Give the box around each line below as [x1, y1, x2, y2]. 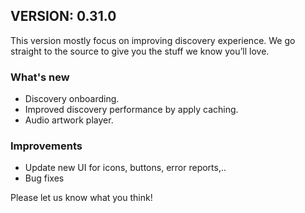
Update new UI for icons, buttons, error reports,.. [24, 162, 227, 174]
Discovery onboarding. [24, 93, 120, 105]
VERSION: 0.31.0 [10, 8, 117, 25]
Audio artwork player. [24, 114, 114, 126]
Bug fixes [24, 172, 65, 184]
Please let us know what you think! [10, 192, 153, 204]
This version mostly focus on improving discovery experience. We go [10, 34, 296, 46]
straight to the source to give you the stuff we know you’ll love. [10, 45, 270, 57]
